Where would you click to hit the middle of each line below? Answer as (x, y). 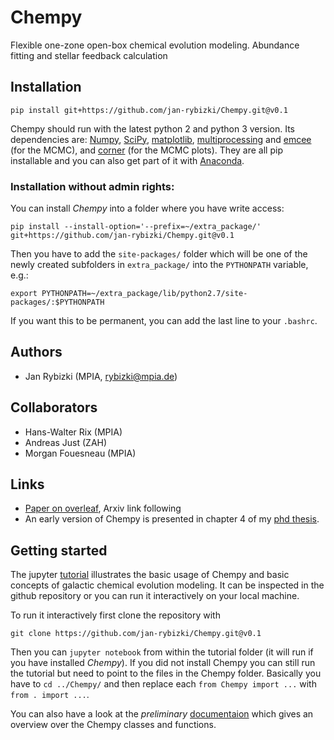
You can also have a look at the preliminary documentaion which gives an (162, 714)
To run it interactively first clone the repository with (115, 615)
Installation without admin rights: (92, 186)
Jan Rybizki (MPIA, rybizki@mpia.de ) (101, 376)
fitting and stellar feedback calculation (89, 55)
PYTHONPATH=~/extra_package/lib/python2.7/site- (144, 294)
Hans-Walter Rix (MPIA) (73, 432)
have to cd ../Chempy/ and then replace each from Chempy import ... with (163, 684)
